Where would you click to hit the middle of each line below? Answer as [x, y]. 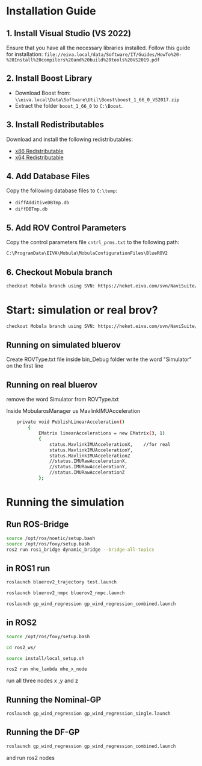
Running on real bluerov [52, 385]
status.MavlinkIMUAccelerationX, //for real [110, 444]
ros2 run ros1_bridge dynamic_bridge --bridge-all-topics [80, 550]
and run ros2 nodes [31, 758]
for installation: [25, 54]
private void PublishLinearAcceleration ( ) [71, 422]
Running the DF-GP [43, 733]
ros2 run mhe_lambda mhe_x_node [47, 669]
